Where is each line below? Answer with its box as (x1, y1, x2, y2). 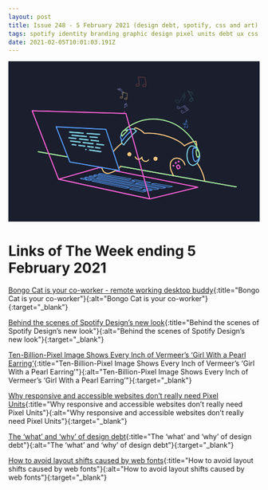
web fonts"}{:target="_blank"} (8, 472, 108, 482)
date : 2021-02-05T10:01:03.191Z (8, 38, 116, 46)
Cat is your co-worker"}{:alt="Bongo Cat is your (8, 293, 166, 303)
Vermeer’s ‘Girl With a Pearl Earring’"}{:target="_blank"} (8, 375, 192, 385)
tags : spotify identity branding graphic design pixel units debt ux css (8, 29, 259, 37)
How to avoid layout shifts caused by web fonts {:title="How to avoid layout (8, 455, 254, 465)
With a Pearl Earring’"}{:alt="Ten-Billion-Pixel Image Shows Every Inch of (8, 367, 249, 376)
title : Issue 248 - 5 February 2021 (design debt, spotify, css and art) (8, 21, 259, 29)
